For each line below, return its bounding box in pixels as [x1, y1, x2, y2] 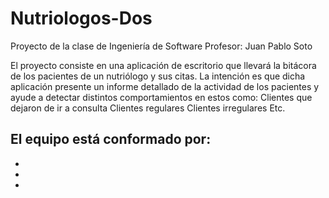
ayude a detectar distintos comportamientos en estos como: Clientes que [10, 91, 313, 103]
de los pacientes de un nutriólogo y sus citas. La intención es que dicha [10, 70, 306, 82]
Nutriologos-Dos [10, 7, 153, 30]
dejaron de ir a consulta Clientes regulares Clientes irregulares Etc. [10, 102, 286, 114]
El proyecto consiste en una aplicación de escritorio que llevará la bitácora [10, 59, 317, 71]
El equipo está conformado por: [10, 131, 212, 148]
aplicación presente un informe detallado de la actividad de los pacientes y [10, 80, 320, 92]
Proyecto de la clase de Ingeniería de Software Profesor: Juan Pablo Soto [10, 40, 313, 52]
